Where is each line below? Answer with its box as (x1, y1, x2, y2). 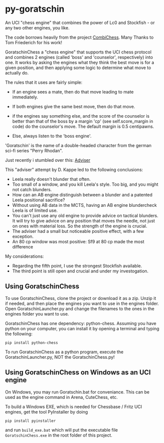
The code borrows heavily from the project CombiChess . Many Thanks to (5, 34, 154, 40)
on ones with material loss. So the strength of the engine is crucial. (12, 223, 147, 229)
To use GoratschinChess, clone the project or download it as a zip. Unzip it (5, 295, 156, 301)
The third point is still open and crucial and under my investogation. (12, 268, 149, 274)
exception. (12, 233, 34, 239)
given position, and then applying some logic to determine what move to (5, 65, 151, 71)
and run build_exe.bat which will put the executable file (5, 427, 118, 433)
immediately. (12, 94, 38, 100)
